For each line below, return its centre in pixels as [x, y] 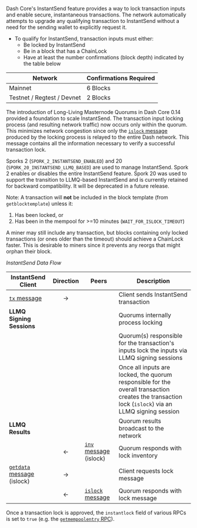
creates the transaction [151, 397]
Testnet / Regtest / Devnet [45, 98]
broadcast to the [141, 428]
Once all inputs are [145, 367]
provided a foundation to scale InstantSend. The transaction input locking [95, 118]
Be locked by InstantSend [54, 45]
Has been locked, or [39, 215]
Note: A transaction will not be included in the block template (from [87, 197]
